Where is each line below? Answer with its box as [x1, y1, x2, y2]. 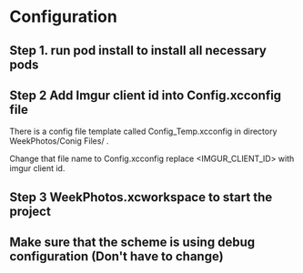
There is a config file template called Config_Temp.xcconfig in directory [9, 126, 278, 137]
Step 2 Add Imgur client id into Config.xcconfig [9, 87, 282, 103]
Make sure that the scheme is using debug [9, 235, 256, 250]
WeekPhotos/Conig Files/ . [9, 136, 109, 147]
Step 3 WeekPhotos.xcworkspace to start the [9, 189, 273, 205]
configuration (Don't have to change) [9, 248, 225, 265]
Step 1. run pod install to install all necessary [9, 43, 267, 58]
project [9, 203, 52, 219]
